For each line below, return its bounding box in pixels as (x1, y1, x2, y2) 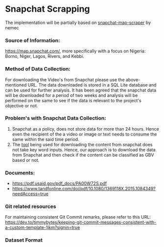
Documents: (5, 169, 35, 176)
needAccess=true (12, 191, 49, 197)
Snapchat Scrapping (5, 3, 90, 15)
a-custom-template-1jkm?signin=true (5, 225, 80, 230)
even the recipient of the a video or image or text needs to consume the (12, 131, 157, 137)
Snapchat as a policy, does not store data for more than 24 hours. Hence (12, 126, 159, 132)
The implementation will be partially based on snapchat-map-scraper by (5, 20, 151, 25)
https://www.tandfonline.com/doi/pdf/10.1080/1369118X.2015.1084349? (12, 186, 156, 192)
